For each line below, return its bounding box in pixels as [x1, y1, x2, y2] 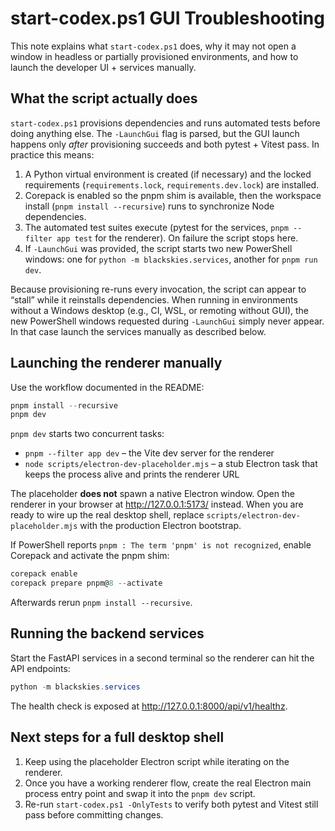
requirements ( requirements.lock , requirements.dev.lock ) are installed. [24, 178, 320, 191]
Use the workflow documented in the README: [10, 381, 205, 393]
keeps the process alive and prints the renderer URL [24, 468, 240, 481]
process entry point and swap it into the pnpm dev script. [24, 787, 256, 799]
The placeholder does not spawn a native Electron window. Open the [10, 488, 295, 500]
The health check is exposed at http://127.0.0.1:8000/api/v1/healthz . [10, 700, 288, 712]
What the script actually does [10, 90, 198, 107]
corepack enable [10, 569, 78, 579]
